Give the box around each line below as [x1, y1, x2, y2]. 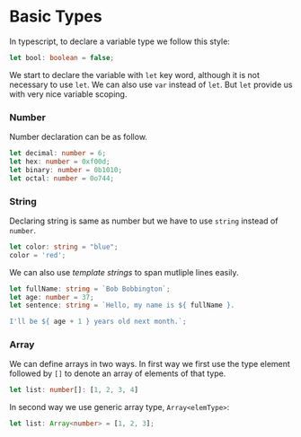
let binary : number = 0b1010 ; [9, 165, 123, 174]
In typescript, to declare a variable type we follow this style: [9, 36, 231, 47]
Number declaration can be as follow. [9, 132, 148, 143]
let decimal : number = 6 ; [9, 149, 106, 158]
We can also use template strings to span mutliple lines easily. [9, 267, 240, 277]
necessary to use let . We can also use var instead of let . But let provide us [9, 79, 293, 90]
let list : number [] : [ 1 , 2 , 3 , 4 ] [9, 386, 139, 395]
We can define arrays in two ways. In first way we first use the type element [9, 359, 290, 370]
